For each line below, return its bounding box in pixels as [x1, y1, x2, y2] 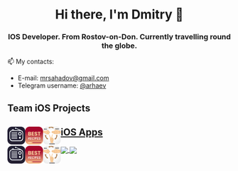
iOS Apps [60, 126, 103, 138]
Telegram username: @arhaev [17, 81, 107, 90]
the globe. [101, 41, 138, 51]
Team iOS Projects [7, 102, 91, 114]
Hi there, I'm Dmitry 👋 [55, 6, 184, 23]
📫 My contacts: [7, 57, 55, 66]
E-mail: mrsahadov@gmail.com [17, 74, 109, 83]
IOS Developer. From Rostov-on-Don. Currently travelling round [8, 32, 231, 42]
